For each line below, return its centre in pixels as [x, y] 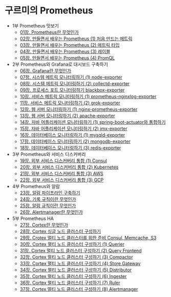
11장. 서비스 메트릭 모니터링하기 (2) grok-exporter [70, 103]
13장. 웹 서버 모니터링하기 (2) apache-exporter [68, 116]
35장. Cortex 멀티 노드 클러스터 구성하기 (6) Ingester [73, 276]
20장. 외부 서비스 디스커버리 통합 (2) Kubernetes [69, 167]
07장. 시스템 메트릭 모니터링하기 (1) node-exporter [71, 77]
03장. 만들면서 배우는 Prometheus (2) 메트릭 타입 [70, 45]
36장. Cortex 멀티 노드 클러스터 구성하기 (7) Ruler [70, 283]
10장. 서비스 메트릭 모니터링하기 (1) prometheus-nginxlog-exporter [88, 96]
